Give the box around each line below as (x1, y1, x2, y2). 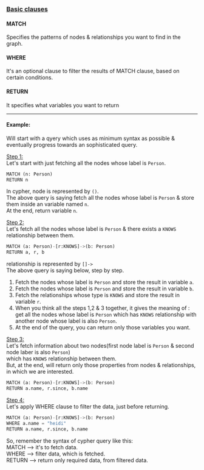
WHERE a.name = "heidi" (6, 420, 67, 426)
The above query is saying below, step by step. (6, 267, 124, 274)
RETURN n (6, 177, 29, 183)
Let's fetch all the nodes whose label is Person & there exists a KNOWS (6, 225, 177, 233)
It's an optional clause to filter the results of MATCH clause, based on (6, 68, 180, 75)
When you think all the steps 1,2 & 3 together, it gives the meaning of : (15, 304, 190, 312)
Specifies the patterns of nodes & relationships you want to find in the (6, 33, 181, 41)
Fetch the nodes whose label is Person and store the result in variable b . (15, 285, 194, 292)
